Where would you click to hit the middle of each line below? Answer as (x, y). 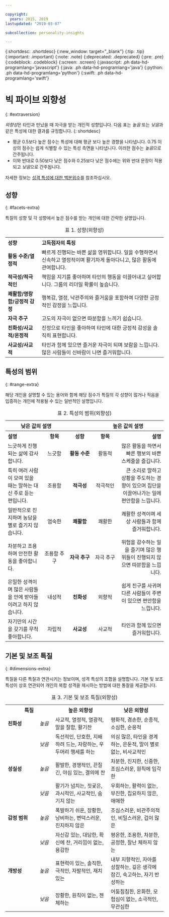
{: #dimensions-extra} (28, 668)
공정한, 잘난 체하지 (131, 842)
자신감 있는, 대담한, (76, 835)
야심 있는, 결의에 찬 (84, 772)
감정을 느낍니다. (70, 305)
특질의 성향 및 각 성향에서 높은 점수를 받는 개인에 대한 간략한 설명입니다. (75, 218)
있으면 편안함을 (144, 601)
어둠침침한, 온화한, (131, 891)
